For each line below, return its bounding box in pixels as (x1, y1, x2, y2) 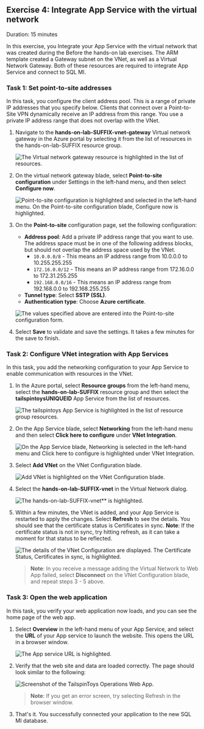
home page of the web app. (6, 613, 76, 621)
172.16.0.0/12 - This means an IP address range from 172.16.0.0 (33, 265, 194, 273)
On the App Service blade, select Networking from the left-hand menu (15, 425, 193, 433)
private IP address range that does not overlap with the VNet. (6, 117, 160, 124)
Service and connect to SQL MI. (6, 68, 86, 76)
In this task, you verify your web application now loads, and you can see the (6, 607, 197, 614)
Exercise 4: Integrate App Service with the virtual (6, 5, 197, 15)
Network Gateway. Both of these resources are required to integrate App (6, 62, 189, 69)
